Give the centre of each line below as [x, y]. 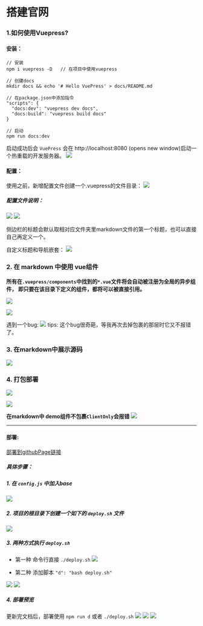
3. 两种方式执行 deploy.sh [38, 543]
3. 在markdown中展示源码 [44, 349]
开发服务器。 [48, 156]
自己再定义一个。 [27, 237]
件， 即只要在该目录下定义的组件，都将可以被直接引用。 [76, 289]
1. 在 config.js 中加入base [39, 483]
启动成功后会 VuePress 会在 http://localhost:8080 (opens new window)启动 [99, 148]
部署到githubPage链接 [34, 451]
